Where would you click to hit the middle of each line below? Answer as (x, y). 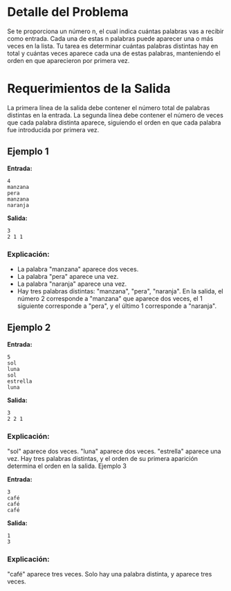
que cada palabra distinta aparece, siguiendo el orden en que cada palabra (114, 122)
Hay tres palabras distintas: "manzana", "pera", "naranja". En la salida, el (120, 291)
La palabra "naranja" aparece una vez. (72, 284)
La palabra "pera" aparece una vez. (68, 276)
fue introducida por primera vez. (53, 129)
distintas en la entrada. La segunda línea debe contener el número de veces (115, 115)
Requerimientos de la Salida (89, 89)
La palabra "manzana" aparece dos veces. (78, 269)
